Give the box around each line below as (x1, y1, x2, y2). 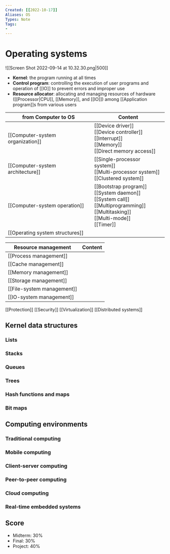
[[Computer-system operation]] (8, 202, 84, 209)
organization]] (8, 138, 41, 145)
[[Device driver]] (94, 122, 134, 129)
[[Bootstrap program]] (94, 183, 147, 190)
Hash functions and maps (5, 391, 70, 398)
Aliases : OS (5, 12, 30, 17)
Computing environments (5, 420, 88, 429)
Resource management (14, 244, 71, 251)
